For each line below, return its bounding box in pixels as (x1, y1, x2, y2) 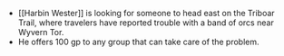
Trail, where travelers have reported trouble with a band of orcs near (17, 17, 274, 28)
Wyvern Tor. (17, 27, 64, 37)
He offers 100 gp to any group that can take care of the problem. (17, 36, 260, 47)
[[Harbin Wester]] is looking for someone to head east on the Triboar (17, 8, 275, 18)
